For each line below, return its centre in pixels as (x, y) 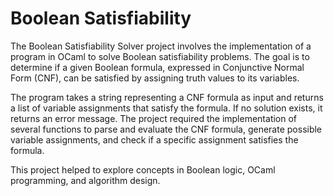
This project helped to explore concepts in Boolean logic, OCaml (143, 169)
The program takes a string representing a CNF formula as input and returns (167, 97)
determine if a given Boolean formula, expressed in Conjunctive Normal (157, 67)
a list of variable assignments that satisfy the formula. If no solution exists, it (166, 108)
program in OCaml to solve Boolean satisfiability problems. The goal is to (160, 56)
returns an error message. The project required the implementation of (154, 118)
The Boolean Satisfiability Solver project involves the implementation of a (161, 46)
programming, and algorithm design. (85, 180)
